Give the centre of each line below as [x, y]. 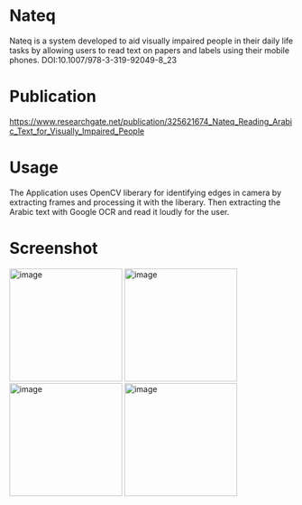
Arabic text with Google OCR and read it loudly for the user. [119, 211]
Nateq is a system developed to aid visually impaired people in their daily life [151, 41]
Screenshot [54, 248]
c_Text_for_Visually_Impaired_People [77, 131]
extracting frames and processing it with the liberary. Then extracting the [145, 202]
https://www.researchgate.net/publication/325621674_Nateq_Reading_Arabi [151, 121]
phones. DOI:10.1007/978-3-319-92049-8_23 [93, 60]
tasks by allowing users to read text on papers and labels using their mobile [150, 50]
